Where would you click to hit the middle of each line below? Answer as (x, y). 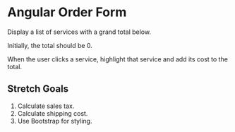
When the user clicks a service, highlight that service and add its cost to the (117, 59)
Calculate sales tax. (46, 106)
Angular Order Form (67, 12)
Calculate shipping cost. (53, 113)
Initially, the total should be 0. (50, 45)
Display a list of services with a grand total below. (79, 32)
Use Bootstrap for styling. (55, 121)
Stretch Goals (38, 89)
